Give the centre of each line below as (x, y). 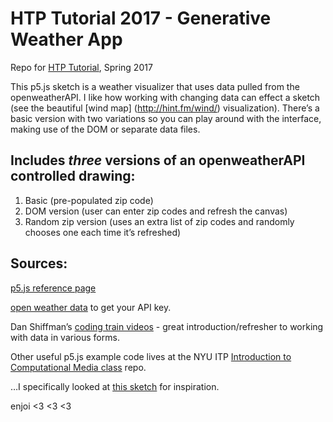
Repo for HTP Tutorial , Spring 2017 (81, 67)
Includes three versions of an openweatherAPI (158, 160)
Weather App (66, 39)
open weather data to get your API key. (91, 307)
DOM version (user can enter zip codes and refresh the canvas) (156, 211)
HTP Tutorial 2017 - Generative (141, 18)
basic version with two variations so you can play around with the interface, (166, 118)
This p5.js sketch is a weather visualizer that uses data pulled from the (155, 86)
